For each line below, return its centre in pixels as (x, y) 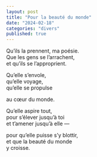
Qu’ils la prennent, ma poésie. (43, 51)
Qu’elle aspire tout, (29, 111)
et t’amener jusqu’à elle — (38, 124)
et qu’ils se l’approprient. (37, 64)
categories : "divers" (33, 28)
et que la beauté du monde (39, 141)
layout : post (22, 12)
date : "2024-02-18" (30, 23)
